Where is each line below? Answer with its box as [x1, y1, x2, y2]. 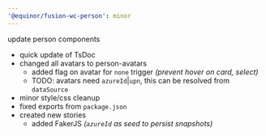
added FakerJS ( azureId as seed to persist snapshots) [31, 118, 213, 128]
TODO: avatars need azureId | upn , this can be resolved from [31, 75, 230, 85]
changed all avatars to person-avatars [19, 58, 148, 68]
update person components [7, 34, 101, 44]
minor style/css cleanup [19, 92, 101, 102]
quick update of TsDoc [19, 49, 96, 59]
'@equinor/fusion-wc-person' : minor [7, 11, 131, 20]
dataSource [31, 86, 69, 94]
